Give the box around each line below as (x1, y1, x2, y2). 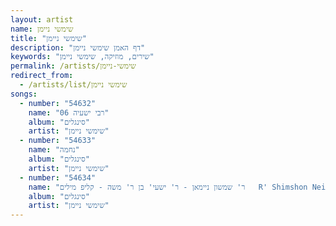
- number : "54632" (19, 98, 97, 108)
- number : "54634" (19, 172, 97, 183)
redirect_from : (10, 71, 74, 81)
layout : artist (10, 14, 74, 25)
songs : (10, 89, 38, 99)
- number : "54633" (19, 136, 97, 146)
